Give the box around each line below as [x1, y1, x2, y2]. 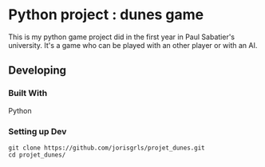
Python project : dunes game [8, 6, 204, 24]
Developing [8, 64, 66, 78]
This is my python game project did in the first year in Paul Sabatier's [8, 32, 235, 42]
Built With [8, 88, 48, 99]
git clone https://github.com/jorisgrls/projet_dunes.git [8, 144, 205, 152]
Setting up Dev [8, 125, 67, 137]
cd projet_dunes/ [8, 150, 66, 159]
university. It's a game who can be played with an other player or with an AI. [8, 40, 258, 50]
